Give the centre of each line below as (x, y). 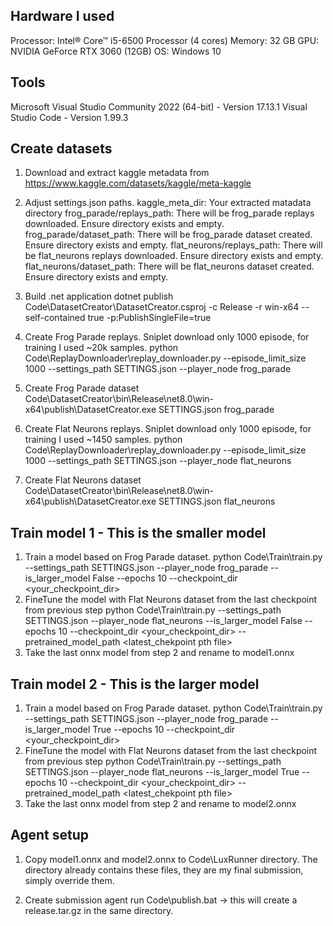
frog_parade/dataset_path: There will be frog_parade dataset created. (168, 235)
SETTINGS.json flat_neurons (217, 501)
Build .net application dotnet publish (99, 296)
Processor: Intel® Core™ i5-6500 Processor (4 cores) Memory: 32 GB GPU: (165, 40)
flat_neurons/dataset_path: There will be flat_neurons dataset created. (169, 266)
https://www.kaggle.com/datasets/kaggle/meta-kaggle (138, 183)
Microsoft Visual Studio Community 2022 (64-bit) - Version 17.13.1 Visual (159, 106)
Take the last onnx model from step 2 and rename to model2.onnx (160, 804)
